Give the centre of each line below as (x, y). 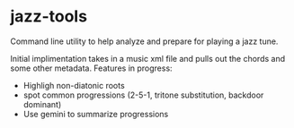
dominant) (42, 104)
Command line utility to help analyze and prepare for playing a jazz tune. (144, 41)
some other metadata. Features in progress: (92, 68)
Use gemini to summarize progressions (96, 114)
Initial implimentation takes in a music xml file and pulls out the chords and (148, 58)
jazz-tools (49, 17)
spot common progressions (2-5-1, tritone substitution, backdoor (143, 95)
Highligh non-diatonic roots (74, 85)
